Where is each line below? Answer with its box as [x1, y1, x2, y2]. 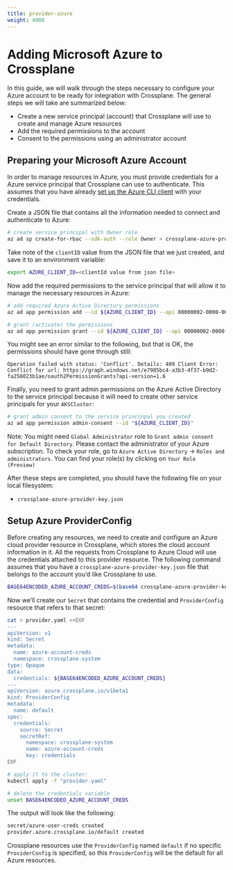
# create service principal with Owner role [7, 229, 138, 236]
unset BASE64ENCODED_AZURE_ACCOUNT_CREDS [7, 797, 129, 803]
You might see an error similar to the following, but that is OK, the [7, 340, 193, 349]
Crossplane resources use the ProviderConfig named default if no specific [7, 842, 222, 850]
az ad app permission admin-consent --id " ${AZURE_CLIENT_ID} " [7, 420, 194, 427]
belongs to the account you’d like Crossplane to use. [7, 570, 157, 578]
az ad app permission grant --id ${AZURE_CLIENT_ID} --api [7, 327, 182, 335]
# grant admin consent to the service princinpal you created [7, 413, 191, 420]
